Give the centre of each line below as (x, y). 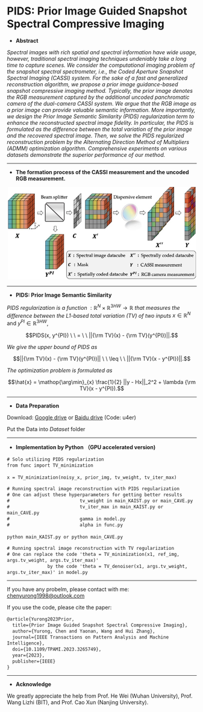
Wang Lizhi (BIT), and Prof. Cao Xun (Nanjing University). (78, 702)
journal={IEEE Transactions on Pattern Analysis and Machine (91, 637)
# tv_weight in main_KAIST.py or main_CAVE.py (100, 501)
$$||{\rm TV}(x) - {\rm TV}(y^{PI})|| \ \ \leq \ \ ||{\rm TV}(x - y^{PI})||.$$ (102, 358)
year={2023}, (29, 655)
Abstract (27, 40)
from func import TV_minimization (50, 465)
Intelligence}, (26, 643)
